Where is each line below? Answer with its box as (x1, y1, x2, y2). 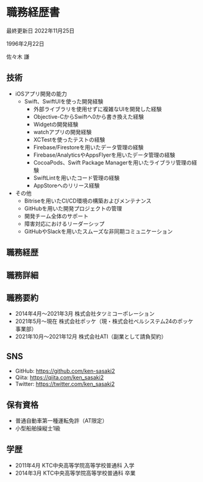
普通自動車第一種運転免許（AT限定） (15, 417, 108, 424)
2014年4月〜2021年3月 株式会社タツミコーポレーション (15, 310, 155, 317)
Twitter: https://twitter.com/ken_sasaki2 (15, 380, 115, 388)
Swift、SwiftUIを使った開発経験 (24, 97, 104, 105)
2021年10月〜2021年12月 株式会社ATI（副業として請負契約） (15, 333, 167, 340)
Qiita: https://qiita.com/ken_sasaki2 (15, 374, 104, 381)
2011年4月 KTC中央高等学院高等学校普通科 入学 (15, 461, 135, 469)
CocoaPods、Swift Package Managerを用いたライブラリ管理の (33, 158, 192, 166)
